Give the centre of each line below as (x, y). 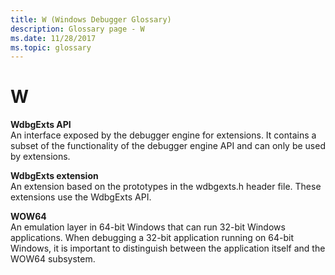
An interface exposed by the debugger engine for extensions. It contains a (163, 135)
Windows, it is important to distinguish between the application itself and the (168, 248)
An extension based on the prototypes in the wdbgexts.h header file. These (166, 187)
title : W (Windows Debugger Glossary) (91, 19)
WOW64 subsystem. (53, 259)
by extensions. (40, 157)
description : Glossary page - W (77, 29)
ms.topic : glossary (51, 47)
